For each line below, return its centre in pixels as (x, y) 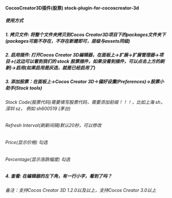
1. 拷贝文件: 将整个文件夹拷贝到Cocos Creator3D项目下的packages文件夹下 (86, 34)
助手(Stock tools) (24, 88)
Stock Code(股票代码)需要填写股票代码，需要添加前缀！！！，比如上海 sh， (85, 102)
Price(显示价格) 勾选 (26, 142)
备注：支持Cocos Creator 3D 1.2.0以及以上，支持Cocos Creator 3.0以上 (81, 190)
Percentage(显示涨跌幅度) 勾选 (38, 159)
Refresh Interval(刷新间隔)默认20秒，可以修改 (53, 125)
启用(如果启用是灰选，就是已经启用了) (56, 67)
